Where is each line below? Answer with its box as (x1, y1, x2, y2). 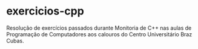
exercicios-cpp (6, 4, 85, 18)
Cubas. (6, 37, 24, 44)
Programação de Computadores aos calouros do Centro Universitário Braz (6, 30, 193, 38)
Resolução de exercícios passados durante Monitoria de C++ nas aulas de (6, 24, 192, 31)
